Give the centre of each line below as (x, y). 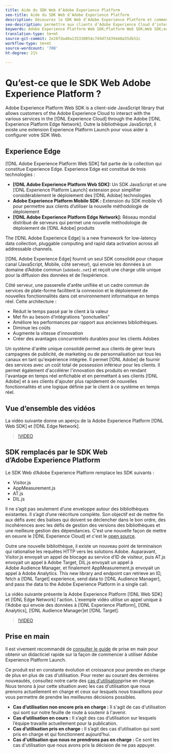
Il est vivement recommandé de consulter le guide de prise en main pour (82, 649)
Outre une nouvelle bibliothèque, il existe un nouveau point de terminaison (84, 546)
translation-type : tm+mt (32, 34)
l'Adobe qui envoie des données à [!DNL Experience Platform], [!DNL (78, 605)
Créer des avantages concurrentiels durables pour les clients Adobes (86, 339)
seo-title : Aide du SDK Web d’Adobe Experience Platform (67, 15)
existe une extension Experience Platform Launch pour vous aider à (77, 130)
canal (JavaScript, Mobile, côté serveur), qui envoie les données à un (78, 264)
